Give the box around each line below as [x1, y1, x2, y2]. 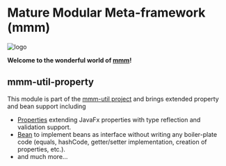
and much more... [17, 152, 68, 160]
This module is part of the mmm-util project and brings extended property [7, 94, 219, 103]
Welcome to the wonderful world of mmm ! [7, 56, 132, 64]
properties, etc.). [17, 144, 66, 153]
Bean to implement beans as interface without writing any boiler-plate [17, 130, 218, 138]
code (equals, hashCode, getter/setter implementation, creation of [17, 138, 207, 146]
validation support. [17, 123, 72, 131]
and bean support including [7, 102, 86, 110]
